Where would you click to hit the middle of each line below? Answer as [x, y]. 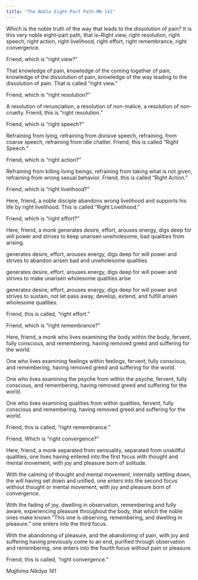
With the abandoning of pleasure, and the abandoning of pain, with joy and [98, 535]
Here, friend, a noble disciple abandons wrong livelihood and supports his [96, 200]
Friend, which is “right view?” [42, 59]
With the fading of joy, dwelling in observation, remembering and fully [91, 505]
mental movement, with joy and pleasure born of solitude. [76, 463]
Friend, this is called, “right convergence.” [57, 559]
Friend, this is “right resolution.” [64, 112]
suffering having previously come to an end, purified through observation [96, 541]
